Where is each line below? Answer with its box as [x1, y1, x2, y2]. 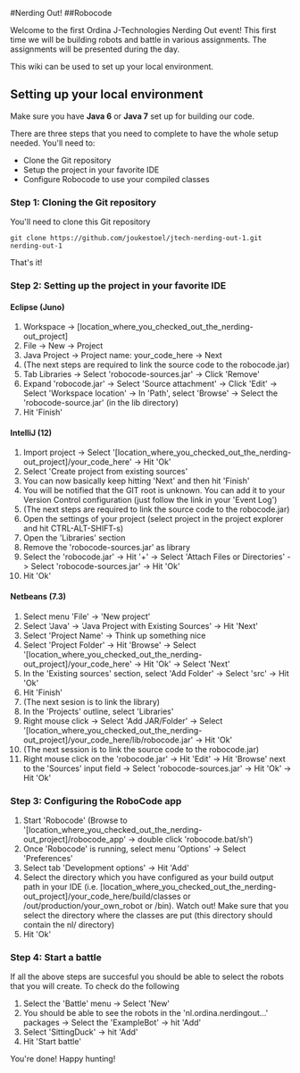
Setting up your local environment [10, 87, 204, 102]
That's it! [10, 257, 43, 268]
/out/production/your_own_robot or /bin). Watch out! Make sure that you [22, 900, 289, 910]
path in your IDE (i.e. [22, 881, 99, 892]
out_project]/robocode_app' [22, 834, 127, 844]
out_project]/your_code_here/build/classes [22, 891, 181, 901]
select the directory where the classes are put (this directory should [22, 910, 273, 920]
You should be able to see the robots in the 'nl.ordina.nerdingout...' [22, 1008, 269, 1019]
